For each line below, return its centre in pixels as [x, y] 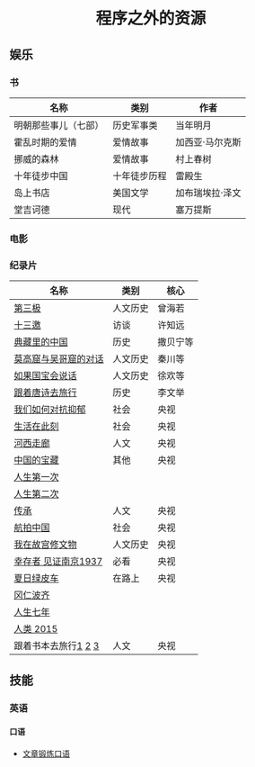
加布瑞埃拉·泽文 [208, 193]
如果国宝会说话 [46, 376]
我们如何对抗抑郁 [50, 410]
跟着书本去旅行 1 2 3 [57, 646]
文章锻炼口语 [46, 753]
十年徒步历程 [140, 176]
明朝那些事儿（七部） [59, 125]
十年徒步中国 [41, 176]
